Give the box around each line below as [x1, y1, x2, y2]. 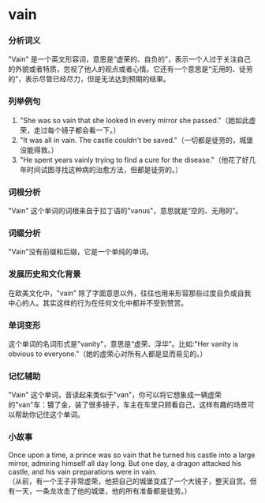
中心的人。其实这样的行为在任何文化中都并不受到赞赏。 [8, 298, 188, 307]
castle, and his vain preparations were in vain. [8, 467, 158, 476]
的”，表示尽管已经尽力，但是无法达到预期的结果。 [8, 74, 171, 84]
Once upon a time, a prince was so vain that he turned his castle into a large [8, 450, 256, 460]
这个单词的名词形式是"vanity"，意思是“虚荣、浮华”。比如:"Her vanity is [8, 339, 239, 348]
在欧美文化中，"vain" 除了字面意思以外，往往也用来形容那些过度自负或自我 [8, 288, 252, 298]
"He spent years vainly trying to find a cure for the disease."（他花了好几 [19, 155, 256, 164]
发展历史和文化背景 [8, 268, 81, 280]
